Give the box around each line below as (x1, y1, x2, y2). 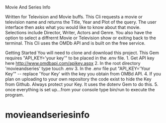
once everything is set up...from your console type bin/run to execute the (5, 87, 155, 92)
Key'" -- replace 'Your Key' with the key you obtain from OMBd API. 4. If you (5, 71, 162, 76)
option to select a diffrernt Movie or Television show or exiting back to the (5, 35, 157, 41)
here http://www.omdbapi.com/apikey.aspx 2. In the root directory (5, 61, 141, 66)
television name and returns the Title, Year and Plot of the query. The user (5, 19, 157, 25)
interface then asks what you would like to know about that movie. (5, 24, 141, 30)
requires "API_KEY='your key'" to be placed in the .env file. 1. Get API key (5, 55, 155, 61)
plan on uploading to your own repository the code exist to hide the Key (5, 76, 152, 82)
